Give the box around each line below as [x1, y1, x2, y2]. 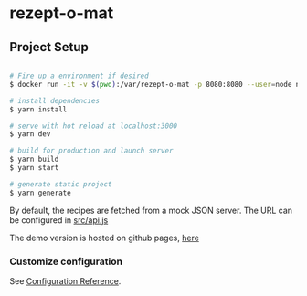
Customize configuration [9, 255, 123, 268]
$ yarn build [9, 154, 59, 164]
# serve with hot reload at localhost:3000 [9, 122, 178, 131]
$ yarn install [9, 104, 68, 114]
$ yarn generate [9, 188, 71, 197]
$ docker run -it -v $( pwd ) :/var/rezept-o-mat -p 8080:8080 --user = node [9, 79, 292, 89]
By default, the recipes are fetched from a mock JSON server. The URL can [9, 205, 293, 216]
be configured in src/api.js [9, 214, 109, 226]
